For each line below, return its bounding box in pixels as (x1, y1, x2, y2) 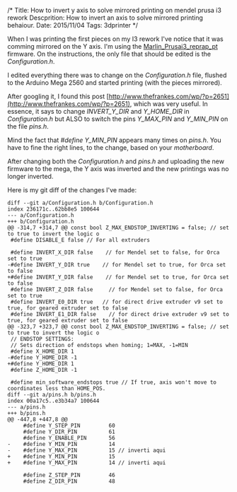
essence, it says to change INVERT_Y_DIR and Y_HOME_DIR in (7, 107, 190, 115)
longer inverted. (7, 172, 54, 180)
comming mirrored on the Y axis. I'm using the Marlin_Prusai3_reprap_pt (7, 42, 218, 50)
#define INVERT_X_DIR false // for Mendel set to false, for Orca (10, 249, 220, 256)
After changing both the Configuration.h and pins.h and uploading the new (7, 157, 225, 165)
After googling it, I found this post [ (7, 92, 110, 100)
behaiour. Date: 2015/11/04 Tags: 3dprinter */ (7, 21, 139, 29)
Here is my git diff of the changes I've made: (7, 186, 137, 194)
